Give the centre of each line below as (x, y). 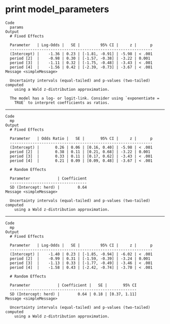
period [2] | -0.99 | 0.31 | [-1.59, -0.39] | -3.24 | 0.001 (80, 259)
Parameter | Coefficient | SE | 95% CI (73, 285)
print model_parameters (57, 9)
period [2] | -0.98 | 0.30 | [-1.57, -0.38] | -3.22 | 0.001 (80, 58)
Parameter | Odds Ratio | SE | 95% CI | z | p (81, 138)
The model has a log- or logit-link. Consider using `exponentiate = (84, 98)
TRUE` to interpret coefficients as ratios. (62, 102)
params (17, 27)
